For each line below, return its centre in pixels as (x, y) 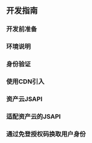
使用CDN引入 (25, 82)
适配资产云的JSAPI (33, 116)
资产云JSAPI (24, 99)
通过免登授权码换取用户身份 (46, 134)
